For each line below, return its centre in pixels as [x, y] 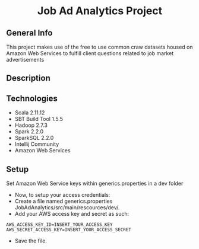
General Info [29, 33]
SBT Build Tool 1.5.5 [39, 119]
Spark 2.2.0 [29, 132]
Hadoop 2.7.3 [31, 125]
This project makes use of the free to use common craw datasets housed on [99, 47]
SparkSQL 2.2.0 [34, 138]
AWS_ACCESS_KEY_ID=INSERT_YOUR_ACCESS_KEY [59, 225]
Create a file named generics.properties [64, 201]
